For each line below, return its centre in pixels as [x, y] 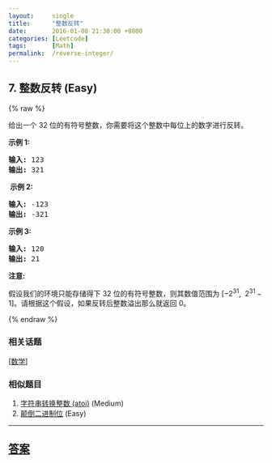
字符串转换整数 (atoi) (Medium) [72, 404]
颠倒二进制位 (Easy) [53, 414]
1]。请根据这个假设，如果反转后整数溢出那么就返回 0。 [100, 304]
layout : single [41, 16]
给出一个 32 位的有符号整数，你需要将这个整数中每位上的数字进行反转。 [128, 125]
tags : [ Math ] [41, 46]
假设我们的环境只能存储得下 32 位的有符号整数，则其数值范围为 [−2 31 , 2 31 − [135, 292]
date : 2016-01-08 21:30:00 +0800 [76, 31]
